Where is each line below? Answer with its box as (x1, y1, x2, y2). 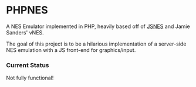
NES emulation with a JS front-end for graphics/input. (6, 46, 136, 53)
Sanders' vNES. (6, 29, 44, 36)
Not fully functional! (6, 74, 54, 82)
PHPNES (6, 4, 48, 17)
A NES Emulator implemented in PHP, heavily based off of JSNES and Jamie (6, 23, 190, 30)
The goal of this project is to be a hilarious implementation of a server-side (6, 40, 187, 47)
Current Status (6, 61, 49, 69)
